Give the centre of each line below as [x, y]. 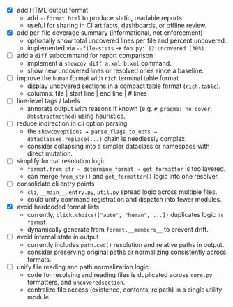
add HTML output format [52, 10]
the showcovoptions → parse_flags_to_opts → [92, 131]
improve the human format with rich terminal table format [98, 78]
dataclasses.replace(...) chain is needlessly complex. [107, 139]
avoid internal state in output [58, 237]
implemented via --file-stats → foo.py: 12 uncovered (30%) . [116, 48]
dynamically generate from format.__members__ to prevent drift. [118, 229]
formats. [39, 259]
